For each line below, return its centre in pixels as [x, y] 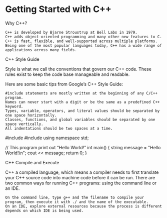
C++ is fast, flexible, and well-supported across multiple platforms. [81, 41]
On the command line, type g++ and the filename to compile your [74, 197]
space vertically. [24, 124]
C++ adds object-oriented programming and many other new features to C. [84, 37]
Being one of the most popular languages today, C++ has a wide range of [84, 45]
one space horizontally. [31, 115]
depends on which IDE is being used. [44, 210]
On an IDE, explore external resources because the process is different [84, 206]
